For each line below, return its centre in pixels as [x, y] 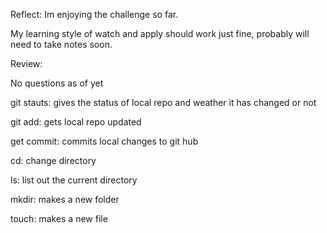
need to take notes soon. [61, 44]
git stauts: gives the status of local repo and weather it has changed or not [163, 102]
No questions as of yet [57, 83]
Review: [26, 63]
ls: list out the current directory [74, 180]
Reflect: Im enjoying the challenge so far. [94, 14]
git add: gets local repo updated [76, 122]
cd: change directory [53, 160]
